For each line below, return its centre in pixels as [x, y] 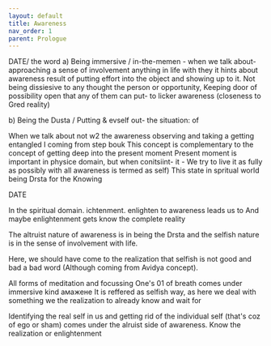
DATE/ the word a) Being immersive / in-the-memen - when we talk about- [132, 62]
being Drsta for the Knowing [55, 179]
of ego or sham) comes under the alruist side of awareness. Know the [125, 325]
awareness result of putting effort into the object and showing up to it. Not [132, 79]
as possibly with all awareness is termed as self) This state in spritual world [134, 170]
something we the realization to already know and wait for [105, 301]
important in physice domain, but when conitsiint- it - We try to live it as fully [135, 162]
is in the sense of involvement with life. [73, 243]
